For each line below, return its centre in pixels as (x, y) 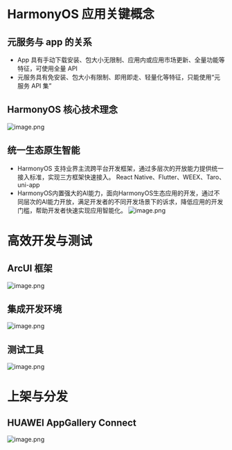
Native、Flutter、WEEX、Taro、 (180, 177)
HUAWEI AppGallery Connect (72, 423)
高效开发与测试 (50, 241)
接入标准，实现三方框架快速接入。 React (75, 177)
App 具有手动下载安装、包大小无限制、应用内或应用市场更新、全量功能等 (121, 60)
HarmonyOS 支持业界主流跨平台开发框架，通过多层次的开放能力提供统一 (120, 168)
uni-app (28, 185)
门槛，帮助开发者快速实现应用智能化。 (72, 210)
